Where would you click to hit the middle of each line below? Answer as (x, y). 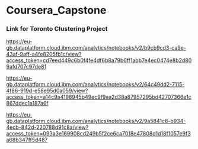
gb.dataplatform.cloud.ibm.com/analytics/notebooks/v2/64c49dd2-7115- (95, 85)
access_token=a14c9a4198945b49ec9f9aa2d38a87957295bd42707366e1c (99, 97)
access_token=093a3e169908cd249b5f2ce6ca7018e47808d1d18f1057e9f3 (98, 134)
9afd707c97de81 (26, 67)
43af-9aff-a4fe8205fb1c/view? (44, 54)
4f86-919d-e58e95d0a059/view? (47, 91)
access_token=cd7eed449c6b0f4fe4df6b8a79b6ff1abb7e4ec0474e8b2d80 (99, 60)
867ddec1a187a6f (27, 103)
